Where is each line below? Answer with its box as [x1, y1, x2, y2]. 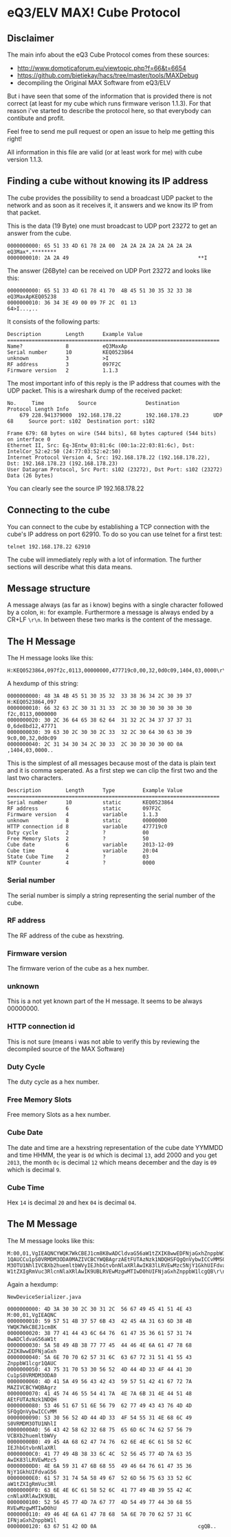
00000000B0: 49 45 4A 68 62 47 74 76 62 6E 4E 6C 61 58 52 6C [7, 1438, 192, 1445]
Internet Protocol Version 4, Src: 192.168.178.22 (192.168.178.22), [7, 454, 211, 461]
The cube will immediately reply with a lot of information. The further [7, 555, 201, 564]
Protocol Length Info [7, 406, 69, 413]
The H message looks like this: [7, 654, 94, 662]
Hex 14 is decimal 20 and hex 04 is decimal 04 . [7, 1198, 136, 1207]
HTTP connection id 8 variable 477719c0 [7, 823, 168, 831]
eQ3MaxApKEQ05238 [7, 293, 57, 300]
